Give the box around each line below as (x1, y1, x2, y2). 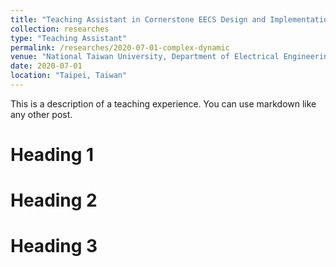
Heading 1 (10, 144, 95, 166)
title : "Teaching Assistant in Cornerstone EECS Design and (10, 14, 267, 25)
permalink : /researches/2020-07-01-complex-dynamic (10, 42, 230, 53)
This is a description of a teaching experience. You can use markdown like (10, 97, 317, 110)
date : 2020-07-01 (10, 61, 83, 71)
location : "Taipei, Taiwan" (10, 71, 128, 81)
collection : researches (10, 24, 110, 34)
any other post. (10, 108, 73, 120)
